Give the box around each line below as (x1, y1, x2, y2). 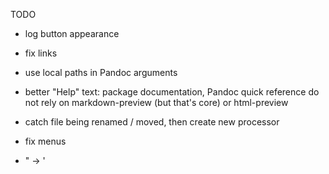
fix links (24, 47, 58, 59)
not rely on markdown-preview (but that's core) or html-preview (24, 97, 289, 108)
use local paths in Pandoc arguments (24, 67, 178, 78)
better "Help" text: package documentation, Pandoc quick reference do (24, 86, 320, 98)
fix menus (24, 135, 67, 147)
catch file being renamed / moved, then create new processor (24, 116, 280, 128)
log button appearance (24, 28, 120, 39)
